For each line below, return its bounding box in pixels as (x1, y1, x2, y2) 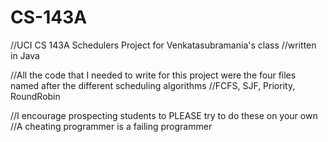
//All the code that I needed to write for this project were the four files (10, 69, 297, 81)
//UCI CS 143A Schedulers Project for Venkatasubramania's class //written (10, 39, 317, 51)
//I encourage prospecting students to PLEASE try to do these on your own (10, 109, 318, 121)
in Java (10, 49, 40, 61)
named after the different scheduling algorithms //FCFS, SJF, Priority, (10, 79, 296, 91)
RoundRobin (10, 90, 61, 102)
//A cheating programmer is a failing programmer (10, 120, 213, 132)
